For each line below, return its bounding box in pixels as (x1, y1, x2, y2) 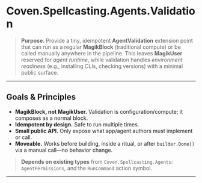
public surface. (20, 69, 59, 76)
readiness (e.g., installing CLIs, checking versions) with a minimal (20, 62, 183, 70)
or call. (14, 134, 32, 141)
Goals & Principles (6, 92, 76, 102)
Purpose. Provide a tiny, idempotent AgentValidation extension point (20, 37, 194, 44)
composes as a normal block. (14, 114, 88, 122)
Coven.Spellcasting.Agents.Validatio (6, 4, 195, 18)
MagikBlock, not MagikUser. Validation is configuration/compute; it (14, 108, 183, 115)
